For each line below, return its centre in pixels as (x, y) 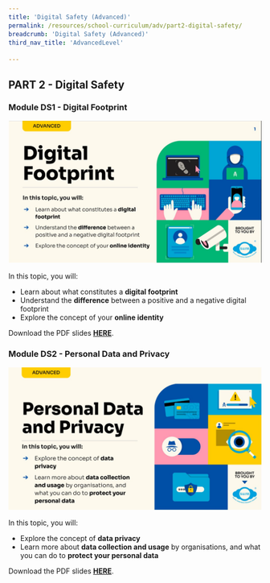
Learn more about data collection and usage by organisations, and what (140, 547)
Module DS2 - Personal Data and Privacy (89, 354)
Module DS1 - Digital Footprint (68, 107)
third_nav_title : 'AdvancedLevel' (66, 43)
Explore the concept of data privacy (80, 539)
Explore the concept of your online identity (92, 317)
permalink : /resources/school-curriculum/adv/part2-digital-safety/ (125, 25)
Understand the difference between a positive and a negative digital (133, 300)
